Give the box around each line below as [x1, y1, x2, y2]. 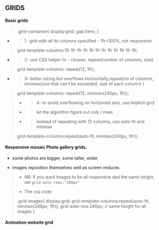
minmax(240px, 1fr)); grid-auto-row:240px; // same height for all [17, 203, 146, 209]
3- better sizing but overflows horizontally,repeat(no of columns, [24, 76, 154, 81]
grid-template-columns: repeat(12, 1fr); [17, 66, 95, 72]
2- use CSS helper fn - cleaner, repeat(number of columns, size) [24, 57, 154, 62]
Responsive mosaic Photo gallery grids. [5, 144, 88, 150]
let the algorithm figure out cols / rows [36, 109, 113, 115]
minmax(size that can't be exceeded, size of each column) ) [24, 80, 144, 87]
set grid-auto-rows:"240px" [24, 179, 80, 185]
